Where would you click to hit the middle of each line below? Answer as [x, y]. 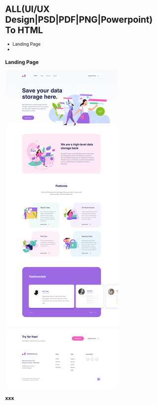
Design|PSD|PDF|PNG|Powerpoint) [79, 20]
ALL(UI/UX [27, 9]
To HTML [24, 30]
